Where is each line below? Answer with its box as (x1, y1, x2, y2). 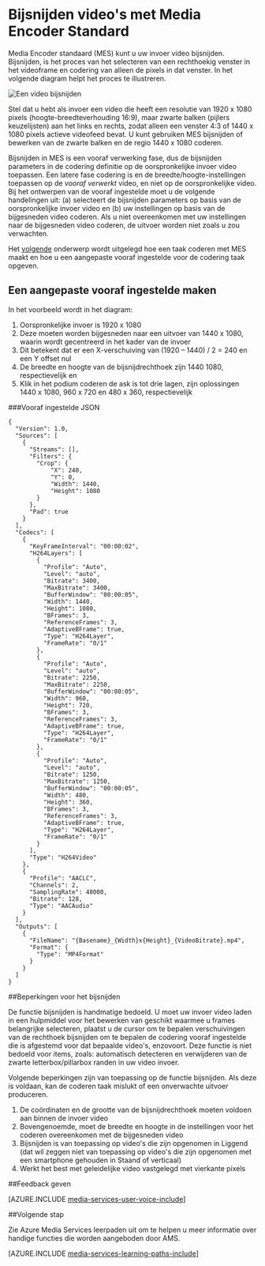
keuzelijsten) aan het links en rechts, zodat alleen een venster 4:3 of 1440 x (8, 121, 254, 130)
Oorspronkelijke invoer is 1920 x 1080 (19, 320, 142, 330)
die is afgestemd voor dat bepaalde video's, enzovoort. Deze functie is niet (8, 1041, 252, 1050)
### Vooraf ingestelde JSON (8, 402, 100, 412)
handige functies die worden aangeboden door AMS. (8, 1233, 181, 1242)
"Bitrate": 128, (28, 895, 83, 902)
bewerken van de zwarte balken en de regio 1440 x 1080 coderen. (8, 138, 223, 147)
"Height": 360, (43, 798, 93, 806)
